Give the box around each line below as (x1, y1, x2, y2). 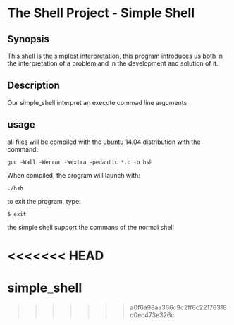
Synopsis (7, 33, 49, 45)
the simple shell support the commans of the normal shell (7, 223, 174, 231)
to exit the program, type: (7, 197, 81, 205)
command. (7, 145, 39, 153)
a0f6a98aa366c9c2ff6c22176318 (130, 303, 227, 312)
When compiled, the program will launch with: (7, 171, 141, 179)
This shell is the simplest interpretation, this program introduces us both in (7, 51, 223, 60)
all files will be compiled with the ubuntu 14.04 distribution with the (7, 137, 201, 146)
